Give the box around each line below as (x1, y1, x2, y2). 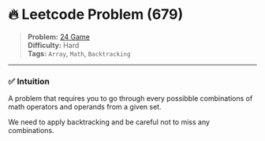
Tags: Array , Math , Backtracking (27, 49, 131, 58)
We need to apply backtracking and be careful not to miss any (8, 117, 211, 127)
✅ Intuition (8, 76, 50, 87)
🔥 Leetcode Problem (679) (8, 6, 184, 24)
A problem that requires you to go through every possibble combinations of (8, 94, 253, 103)
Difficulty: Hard (27, 40, 80, 50)
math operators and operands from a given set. (8, 102, 162, 112)
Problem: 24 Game (27, 32, 91, 41)
